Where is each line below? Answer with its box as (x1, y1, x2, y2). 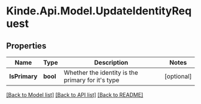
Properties (6, 41, 47, 51)
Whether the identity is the (63, 69, 139, 77)
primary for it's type (63, 76, 120, 84)
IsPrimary (9, 72, 38, 80)
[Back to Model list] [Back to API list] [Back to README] (6, 91, 144, 98)
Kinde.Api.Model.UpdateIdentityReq (6, 4, 192, 18)
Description (94, 59, 129, 66)
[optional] (164, 72, 192, 80)
